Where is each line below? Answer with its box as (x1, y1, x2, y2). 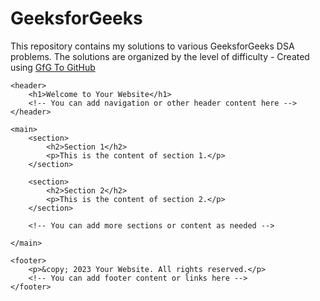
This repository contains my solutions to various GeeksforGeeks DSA (10, 40, 295, 52)
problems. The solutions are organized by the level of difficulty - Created (10, 50, 310, 62)
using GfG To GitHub (10, 61, 96, 73)
